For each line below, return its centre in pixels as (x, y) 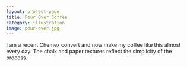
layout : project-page (33, 12)
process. (17, 58)
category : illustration (36, 23)
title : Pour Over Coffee (37, 17)
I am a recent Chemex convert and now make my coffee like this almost (93, 45)
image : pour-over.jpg (33, 28)
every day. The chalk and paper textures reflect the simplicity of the (89, 52)
